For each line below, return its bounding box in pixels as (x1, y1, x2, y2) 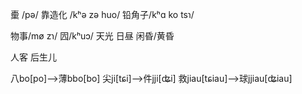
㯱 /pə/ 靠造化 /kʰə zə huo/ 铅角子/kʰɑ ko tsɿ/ (10, 9, 195, 20)
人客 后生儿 (10, 51, 57, 63)
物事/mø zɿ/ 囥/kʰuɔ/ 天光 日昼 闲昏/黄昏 (10, 30, 175, 42)
